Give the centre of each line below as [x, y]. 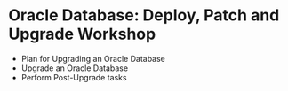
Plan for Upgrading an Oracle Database [93, 58]
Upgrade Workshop [82, 34]
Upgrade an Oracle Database [75, 68]
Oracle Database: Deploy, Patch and [144, 15]
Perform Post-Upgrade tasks [74, 77]
